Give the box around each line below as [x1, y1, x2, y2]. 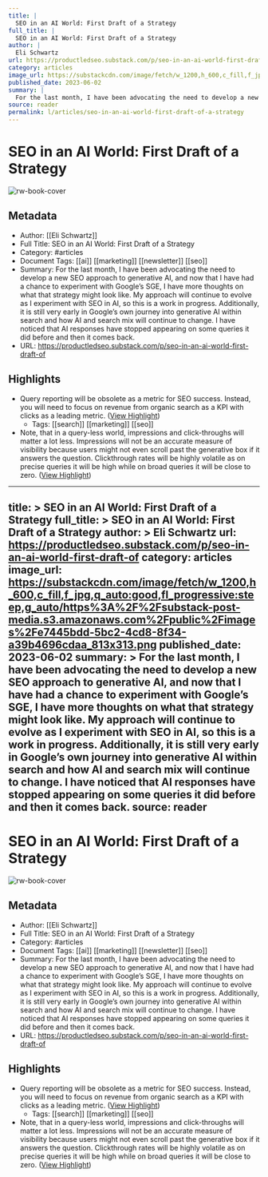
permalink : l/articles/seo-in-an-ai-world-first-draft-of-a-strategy [8, 109, 245, 117]
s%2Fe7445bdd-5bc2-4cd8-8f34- [8, 625, 187, 639]
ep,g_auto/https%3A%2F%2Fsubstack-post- [8, 600, 241, 614]
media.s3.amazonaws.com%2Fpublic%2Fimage [8, 613, 256, 626]
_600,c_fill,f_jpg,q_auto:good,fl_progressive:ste [8, 588, 254, 602]
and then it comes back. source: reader [8, 800, 207, 813]
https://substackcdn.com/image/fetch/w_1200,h [8, 575, 257, 589]
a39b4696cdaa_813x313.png [8, 638, 157, 651]
